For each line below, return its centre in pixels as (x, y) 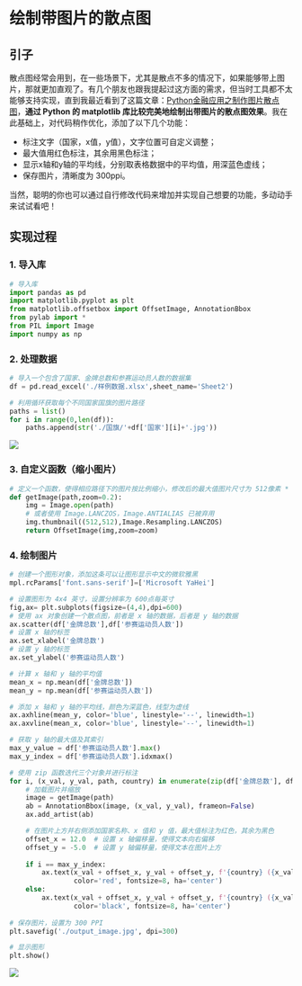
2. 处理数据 (33, 359)
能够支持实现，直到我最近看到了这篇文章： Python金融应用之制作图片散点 (145, 100)
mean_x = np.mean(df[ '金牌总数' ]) (71, 682)
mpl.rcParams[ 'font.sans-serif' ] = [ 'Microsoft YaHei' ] (112, 583)
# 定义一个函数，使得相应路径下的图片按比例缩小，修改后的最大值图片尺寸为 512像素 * (149, 489)
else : (36, 890)
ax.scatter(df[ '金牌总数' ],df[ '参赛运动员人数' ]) (97, 624)
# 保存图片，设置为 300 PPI (56, 923)
